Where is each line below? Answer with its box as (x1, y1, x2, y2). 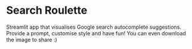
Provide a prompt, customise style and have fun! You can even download (6, 29, 187, 36)
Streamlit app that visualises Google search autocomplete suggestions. (6, 23, 181, 30)
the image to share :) (6, 36, 57, 43)
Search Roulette (6, 4, 88, 17)
